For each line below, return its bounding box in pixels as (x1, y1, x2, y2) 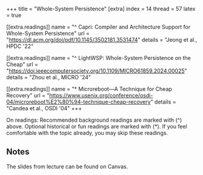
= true (6, 12, 22, 19)
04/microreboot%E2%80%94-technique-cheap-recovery (6, 98, 151, 105)
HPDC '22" (6, 42, 34, 50)
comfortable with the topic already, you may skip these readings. (6, 130, 168, 136)
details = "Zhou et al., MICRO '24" (6, 74, 92, 81)
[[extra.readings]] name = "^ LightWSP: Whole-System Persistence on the (6, 54, 191, 61)
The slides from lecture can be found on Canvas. (6, 163, 128, 170)
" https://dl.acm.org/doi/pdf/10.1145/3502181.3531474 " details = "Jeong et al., (6, 36, 198, 43)
